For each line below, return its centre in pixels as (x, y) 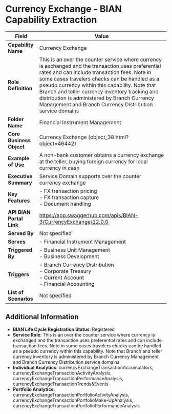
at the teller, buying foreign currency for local (93, 161)
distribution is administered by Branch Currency (97, 98)
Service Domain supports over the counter (90, 176)
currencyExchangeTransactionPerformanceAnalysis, (68, 378)
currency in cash (59, 168)
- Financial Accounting (67, 284)
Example (19, 158)
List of (16, 292)
